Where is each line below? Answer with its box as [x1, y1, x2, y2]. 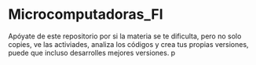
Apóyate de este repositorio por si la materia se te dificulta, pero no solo [8, 31, 242, 41]
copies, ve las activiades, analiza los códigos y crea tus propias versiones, [8, 39, 249, 49]
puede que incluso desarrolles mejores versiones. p [8, 48, 176, 57]
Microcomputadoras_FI [8, 5, 163, 23]
